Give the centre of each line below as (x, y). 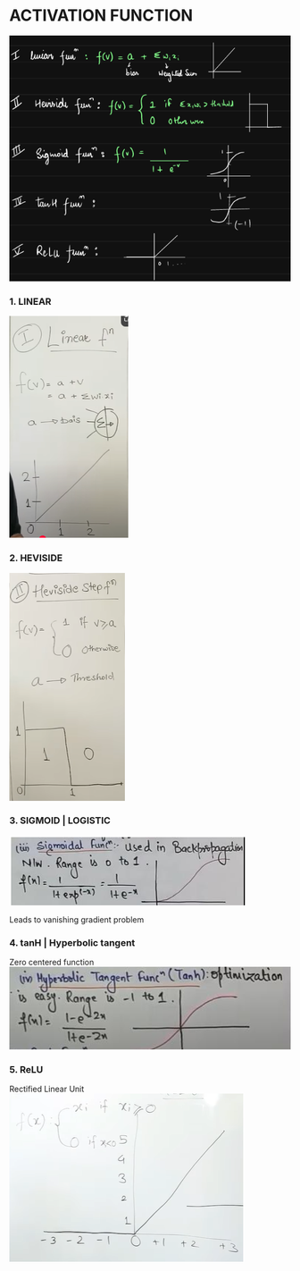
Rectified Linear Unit (47, 1089)
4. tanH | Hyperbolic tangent (72, 942)
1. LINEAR (30, 301)
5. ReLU (26, 1069)
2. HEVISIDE (36, 558)
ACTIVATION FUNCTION (101, 16)
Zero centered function (52, 963)
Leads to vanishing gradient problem (77, 919)
